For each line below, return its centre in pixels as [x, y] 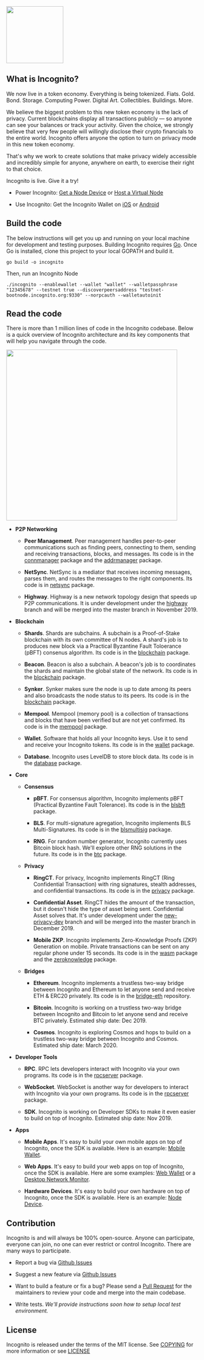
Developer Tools [36, 1057]
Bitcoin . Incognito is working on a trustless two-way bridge [107, 1008]
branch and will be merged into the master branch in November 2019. [111, 610]
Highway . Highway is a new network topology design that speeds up [110, 597]
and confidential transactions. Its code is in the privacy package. [114, 891]
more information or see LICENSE [48, 1351]
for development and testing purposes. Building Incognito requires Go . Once [102, 244]
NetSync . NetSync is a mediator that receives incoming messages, [108, 572]
